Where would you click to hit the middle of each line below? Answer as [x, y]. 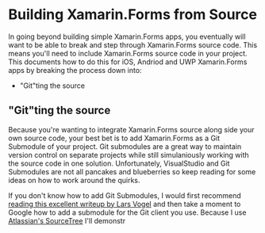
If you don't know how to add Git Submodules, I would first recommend [125, 195]
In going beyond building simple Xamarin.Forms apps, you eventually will [127, 36]
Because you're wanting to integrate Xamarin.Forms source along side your [132, 129]
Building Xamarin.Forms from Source [133, 15]
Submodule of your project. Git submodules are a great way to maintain [125, 146]
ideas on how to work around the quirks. [74, 180]
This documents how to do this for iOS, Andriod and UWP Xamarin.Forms [128, 62]
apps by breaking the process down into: [75, 70]
